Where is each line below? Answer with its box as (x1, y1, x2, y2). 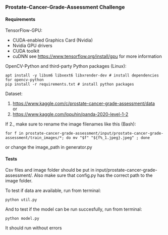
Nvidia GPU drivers (12, 43, 52, 49)
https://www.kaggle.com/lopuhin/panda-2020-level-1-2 (12, 111, 129, 117)
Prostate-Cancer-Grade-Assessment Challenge (5, 4, 125, 11)
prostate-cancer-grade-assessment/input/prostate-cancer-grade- (25, 131, 164, 136)
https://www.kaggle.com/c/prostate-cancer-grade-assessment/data (12, 100, 155, 107)
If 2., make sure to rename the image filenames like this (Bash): (5, 121, 136, 127)
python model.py (5, 216, 39, 221)
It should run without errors (5, 225, 62, 231)
